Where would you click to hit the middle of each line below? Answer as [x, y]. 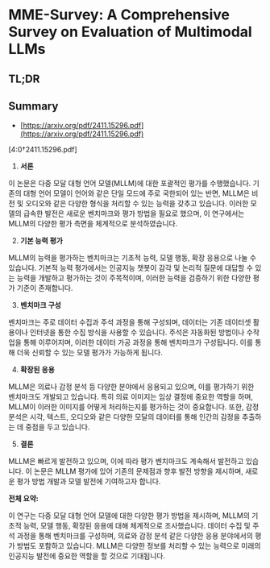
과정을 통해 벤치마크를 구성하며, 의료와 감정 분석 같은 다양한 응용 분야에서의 [135, 536]
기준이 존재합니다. [45, 288]
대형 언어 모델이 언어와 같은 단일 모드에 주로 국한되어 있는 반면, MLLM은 [136, 193]
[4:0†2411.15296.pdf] [43, 150]
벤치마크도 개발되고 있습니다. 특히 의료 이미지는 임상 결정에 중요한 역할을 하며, [131, 397]
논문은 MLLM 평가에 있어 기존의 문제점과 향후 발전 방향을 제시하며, [139, 471]
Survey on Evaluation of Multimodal [130, 32]
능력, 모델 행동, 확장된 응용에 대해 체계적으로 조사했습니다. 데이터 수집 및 [137, 526]
